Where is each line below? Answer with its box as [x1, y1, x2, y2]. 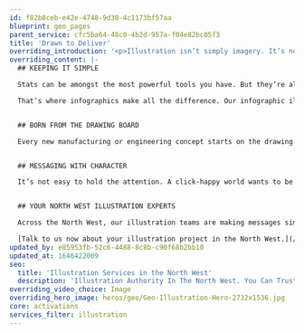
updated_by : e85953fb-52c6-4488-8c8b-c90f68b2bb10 [9, 243, 204, 252]
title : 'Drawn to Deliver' [9, 38, 111, 48]
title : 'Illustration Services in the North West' [17, 268, 213, 277]
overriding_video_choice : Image [9, 285, 131, 294]
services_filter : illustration [9, 309, 128, 319]
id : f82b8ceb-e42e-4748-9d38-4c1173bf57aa [9, 13, 172, 23]
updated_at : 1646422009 [9, 251, 100, 261]
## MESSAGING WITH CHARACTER [17, 161, 128, 170]
